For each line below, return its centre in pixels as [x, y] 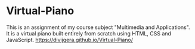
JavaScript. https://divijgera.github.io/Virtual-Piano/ [69, 40]
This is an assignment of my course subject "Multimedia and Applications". [98, 27]
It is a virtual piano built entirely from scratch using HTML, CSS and [89, 33]
